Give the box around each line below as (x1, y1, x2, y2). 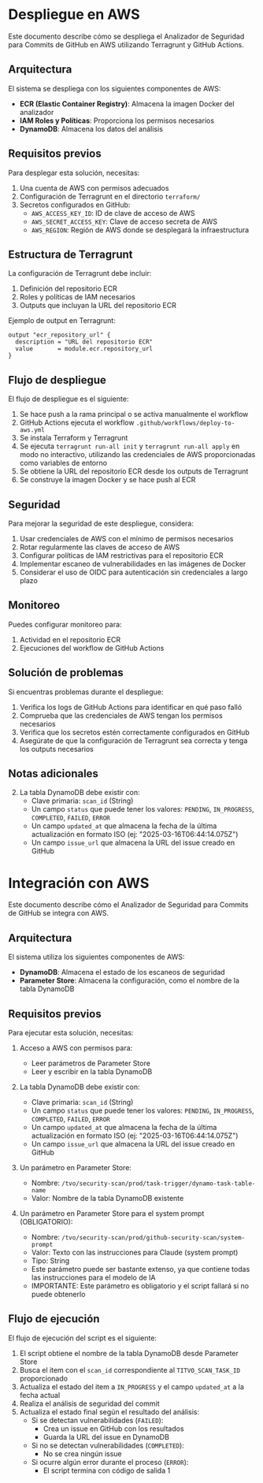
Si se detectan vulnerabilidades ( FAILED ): (31, 1415, 164, 1425)
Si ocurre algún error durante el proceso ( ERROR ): (31, 1457, 189, 1466)
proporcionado (19, 1373, 69, 1383)
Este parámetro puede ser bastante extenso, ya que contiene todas (31, 1265, 250, 1273)
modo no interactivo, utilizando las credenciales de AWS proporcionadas (19, 450, 256, 459)
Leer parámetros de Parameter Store (31, 1058, 151, 1068)
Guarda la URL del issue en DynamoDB (43, 1432, 169, 1441)
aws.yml (19, 426, 45, 434)
